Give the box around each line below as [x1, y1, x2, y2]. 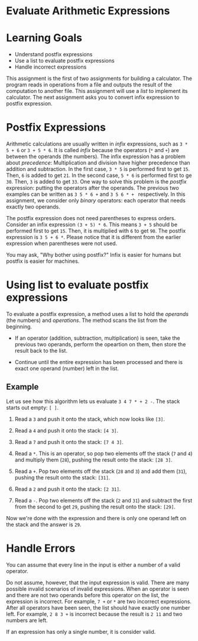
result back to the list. [14, 347, 68, 354]
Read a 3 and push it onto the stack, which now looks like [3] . [14, 415, 165, 423]
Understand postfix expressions [14, 51, 93, 58]
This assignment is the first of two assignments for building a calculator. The [6, 75, 192, 82]
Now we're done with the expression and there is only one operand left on [6, 514, 187, 521]
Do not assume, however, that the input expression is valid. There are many [6, 579, 190, 586]
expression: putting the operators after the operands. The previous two [6, 185, 179, 192]
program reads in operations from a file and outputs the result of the [6, 81, 173, 88]
